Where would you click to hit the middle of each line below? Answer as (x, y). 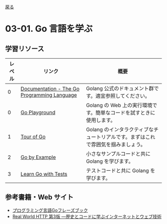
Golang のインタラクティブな (120, 129)
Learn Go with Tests (44, 174)
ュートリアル (101, 137)
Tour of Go (33, 137)
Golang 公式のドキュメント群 (120, 88)
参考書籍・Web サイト (39, 197)
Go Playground (38, 112)
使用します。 (101, 120)
